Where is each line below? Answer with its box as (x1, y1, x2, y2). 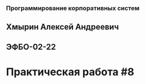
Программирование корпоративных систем (6, 4, 140, 12)
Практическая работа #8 (6, 65, 134, 78)
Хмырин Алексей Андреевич (6, 22, 119, 32)
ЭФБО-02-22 (6, 42, 56, 52)
